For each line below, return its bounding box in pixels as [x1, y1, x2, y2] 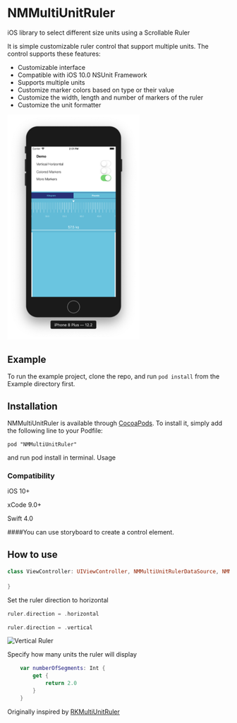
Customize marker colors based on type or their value [17, 85, 175, 94]
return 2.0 [44, 680, 78, 687]
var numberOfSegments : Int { [20, 665, 106, 672]
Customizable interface [17, 63, 86, 71]
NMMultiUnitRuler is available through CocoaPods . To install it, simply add [7, 419, 223, 427]
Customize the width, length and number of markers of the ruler [17, 93, 203, 102]
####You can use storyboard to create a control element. [7, 528, 174, 537]
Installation [7, 400, 58, 412]
